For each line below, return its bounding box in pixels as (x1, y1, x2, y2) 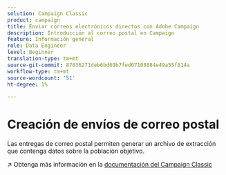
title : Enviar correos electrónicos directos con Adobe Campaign (7, 23, 199, 30)
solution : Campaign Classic (7, 10, 88, 17)
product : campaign (7, 17, 60, 24)
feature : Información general (7, 36, 95, 43)
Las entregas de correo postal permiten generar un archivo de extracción (7, 140, 216, 148)
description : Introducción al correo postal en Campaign (7, 29, 175, 37)
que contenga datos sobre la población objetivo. (7, 147, 145, 156)
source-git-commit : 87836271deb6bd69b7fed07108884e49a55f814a (7, 62, 190, 68)
